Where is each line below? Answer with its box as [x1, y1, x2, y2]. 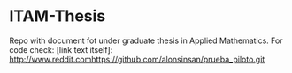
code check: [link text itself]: [9, 44, 113, 55]
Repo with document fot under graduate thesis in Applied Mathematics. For [9, 35, 283, 46]
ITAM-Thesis [9, 6, 106, 26]
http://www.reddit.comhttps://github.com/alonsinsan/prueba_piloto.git [9, 54, 265, 64]
